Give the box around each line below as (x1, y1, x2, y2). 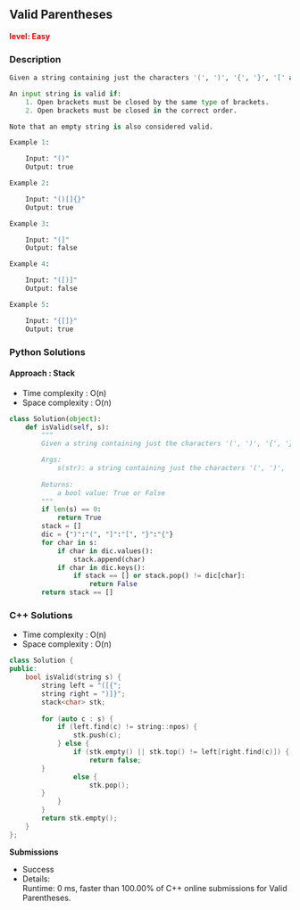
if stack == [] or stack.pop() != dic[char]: (72, 571, 246, 581)
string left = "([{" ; (41, 682, 122, 691)
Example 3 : (9, 219, 50, 228)
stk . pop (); (88, 781, 129, 790)
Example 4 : (9, 260, 50, 269)
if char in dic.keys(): (56, 563, 146, 572)
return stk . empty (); (41, 814, 118, 823)
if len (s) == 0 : (41, 505, 102, 514)
